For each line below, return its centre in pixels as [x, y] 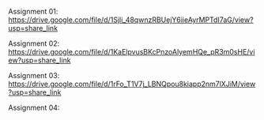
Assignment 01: [33, 11]
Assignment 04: [34, 107]
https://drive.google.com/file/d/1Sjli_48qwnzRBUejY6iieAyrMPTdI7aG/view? [131, 20]
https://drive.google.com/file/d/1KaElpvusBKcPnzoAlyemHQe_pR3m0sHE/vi [132, 52]
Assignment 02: [34, 43]
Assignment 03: [34, 75]
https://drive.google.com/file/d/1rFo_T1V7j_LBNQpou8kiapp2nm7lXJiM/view [132, 84]
